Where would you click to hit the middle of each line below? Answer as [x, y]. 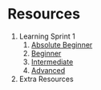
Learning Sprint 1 [47, 36]
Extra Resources [46, 79]
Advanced [48, 70]
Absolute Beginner [62, 44]
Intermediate [52, 62]
